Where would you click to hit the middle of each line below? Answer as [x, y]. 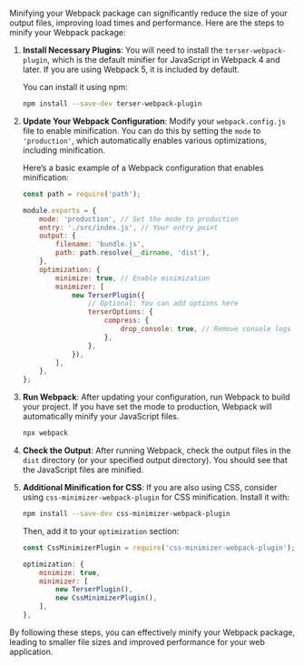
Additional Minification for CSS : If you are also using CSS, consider [150, 487]
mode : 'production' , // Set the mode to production [139, 219]
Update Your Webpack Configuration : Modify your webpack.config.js [154, 121]
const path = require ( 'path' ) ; [82, 194]
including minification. [64, 150]
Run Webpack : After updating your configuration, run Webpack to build [156, 397]
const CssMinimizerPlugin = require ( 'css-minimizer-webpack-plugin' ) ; [159, 548]
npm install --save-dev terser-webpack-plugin [112, 104]
